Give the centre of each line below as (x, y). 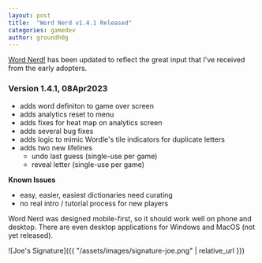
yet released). (31, 235)
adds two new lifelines (56, 147)
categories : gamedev (42, 30)
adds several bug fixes (56, 131)
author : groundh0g (38, 37)
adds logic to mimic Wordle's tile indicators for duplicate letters (122, 139)
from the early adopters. (48, 69)
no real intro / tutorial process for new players (94, 203)
